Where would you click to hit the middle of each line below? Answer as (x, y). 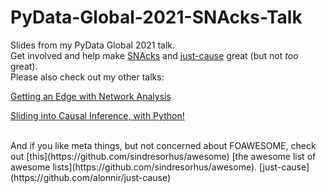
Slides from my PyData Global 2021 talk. (93, 45)
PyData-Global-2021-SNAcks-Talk (156, 17)
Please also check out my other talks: (87, 77)
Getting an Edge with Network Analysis (91, 96)
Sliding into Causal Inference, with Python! (97, 115)
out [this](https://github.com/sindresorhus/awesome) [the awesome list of (163, 156)
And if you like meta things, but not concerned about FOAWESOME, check (163, 145)
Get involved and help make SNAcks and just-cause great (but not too (154, 55)
